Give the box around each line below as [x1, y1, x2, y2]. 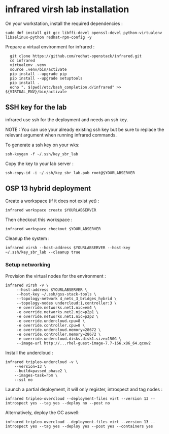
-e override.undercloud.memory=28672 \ [16, 327, 101, 332]
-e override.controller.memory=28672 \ [16, 332, 101, 337]
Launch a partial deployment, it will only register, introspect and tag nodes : [5, 386, 163, 392]
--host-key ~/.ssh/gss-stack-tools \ [16, 291, 96, 296]
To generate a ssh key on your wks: [5, 142, 80, 148]
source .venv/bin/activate [10, 67, 67, 72]
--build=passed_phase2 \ [14, 368, 67, 373]
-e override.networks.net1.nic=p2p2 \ [16, 314, 99, 319]
